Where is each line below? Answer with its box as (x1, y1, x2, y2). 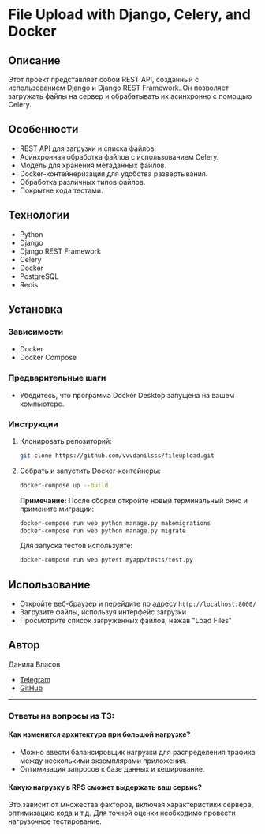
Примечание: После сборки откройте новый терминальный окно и (19, 495, 248, 505)
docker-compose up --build (19, 481, 109, 489)
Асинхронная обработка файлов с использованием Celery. (19, 152, 219, 161)
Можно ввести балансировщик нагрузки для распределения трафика (19, 748, 256, 757)
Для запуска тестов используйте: (19, 541, 132, 550)
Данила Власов (8, 659, 61, 669)
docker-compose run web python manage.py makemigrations (19, 519, 211, 527)
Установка (8, 302, 63, 317)
